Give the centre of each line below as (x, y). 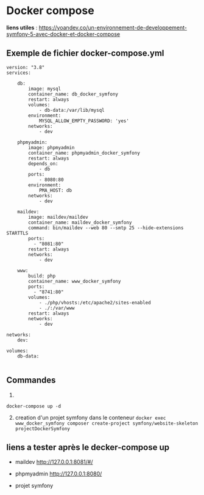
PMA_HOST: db (55, 190)
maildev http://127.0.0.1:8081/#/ (54, 462)
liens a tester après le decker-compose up (88, 447)
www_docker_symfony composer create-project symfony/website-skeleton (107, 423)
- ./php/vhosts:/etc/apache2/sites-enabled (95, 302)
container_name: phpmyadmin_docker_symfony (84, 153)
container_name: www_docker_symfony (75, 281)
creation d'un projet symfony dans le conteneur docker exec (90, 417)
